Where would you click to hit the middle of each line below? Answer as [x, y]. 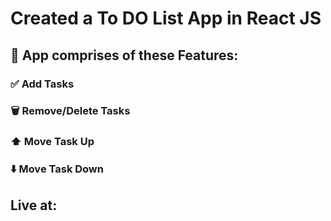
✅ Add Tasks [42, 84]
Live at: [34, 205]
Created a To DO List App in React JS [166, 18]
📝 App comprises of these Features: [124, 55]
